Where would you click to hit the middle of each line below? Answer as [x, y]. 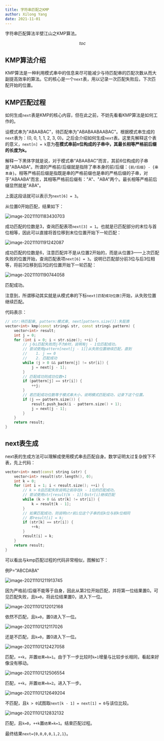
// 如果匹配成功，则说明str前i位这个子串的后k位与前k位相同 [77, 513]
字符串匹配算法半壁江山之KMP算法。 [42, 34]
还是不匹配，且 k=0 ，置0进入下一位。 [42, 636]
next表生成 [22, 444]
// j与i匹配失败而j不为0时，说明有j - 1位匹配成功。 [71, 344]
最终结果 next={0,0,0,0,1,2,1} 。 [38, 734]
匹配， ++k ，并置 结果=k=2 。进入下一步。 [44, 683]
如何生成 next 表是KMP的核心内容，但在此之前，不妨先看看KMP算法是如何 [79, 115]
